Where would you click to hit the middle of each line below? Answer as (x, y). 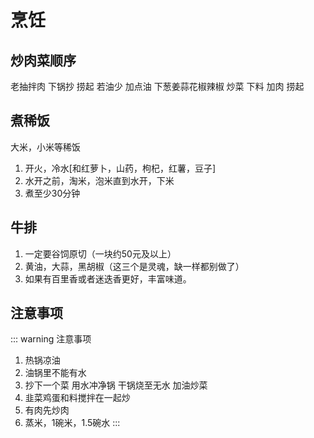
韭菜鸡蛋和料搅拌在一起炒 (77, 398)
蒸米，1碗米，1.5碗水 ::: (72, 423)
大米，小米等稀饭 (45, 147)
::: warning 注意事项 (51, 339)
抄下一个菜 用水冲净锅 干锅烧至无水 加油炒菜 (116, 385)
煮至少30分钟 (52, 193)
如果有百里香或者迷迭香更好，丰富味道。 (108, 278)
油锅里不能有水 (55, 373)
